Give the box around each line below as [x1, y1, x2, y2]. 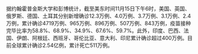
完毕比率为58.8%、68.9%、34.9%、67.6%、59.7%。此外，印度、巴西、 [6, 27, 184, 34]
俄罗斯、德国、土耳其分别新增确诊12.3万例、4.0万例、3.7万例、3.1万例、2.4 [6, 12, 191, 19]
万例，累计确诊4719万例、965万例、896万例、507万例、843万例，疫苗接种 [6, 20, 191, 26]
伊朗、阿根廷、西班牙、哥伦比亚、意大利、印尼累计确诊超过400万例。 [16, 35, 188, 41]
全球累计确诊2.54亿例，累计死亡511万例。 [11, 42, 113, 49]
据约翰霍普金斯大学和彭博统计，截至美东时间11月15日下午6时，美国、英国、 [6, 5, 191, 12]
